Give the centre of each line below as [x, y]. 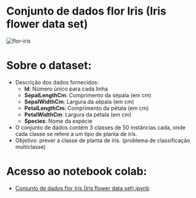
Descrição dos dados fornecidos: [57, 82]
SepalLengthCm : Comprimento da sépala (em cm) [88, 95]
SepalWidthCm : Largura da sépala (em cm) [79, 101]
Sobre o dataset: [49, 66]
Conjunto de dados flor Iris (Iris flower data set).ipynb [82, 188]
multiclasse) [30, 146]
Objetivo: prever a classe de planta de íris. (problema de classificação [103, 140]
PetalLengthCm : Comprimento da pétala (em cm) [86, 108]
